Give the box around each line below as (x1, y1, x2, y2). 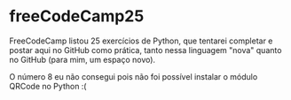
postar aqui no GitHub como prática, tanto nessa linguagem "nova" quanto (9, 44, 282, 55)
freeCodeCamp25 (9, 6, 145, 27)
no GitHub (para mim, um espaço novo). (9, 54, 156, 65)
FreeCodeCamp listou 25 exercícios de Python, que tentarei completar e (9, 35, 273, 46)
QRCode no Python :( (9, 81, 87, 91)
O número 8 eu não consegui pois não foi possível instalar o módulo (9, 71, 258, 81)
